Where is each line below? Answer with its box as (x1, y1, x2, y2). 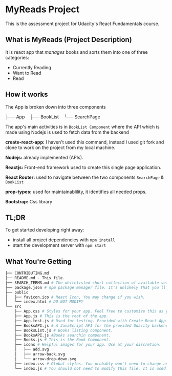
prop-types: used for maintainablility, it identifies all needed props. (5, 189, 147, 195)
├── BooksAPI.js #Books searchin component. (14, 332, 111, 338)
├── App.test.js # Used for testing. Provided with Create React (14, 318, 157, 323)
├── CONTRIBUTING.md (5, 270, 50, 276)
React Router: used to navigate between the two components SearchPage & (5, 174, 164, 180)
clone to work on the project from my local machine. (5, 144, 116, 151)
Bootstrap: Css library (5, 198, 53, 204)
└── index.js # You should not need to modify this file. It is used (14, 366, 166, 371)
